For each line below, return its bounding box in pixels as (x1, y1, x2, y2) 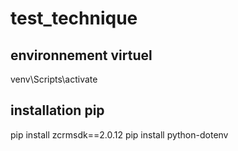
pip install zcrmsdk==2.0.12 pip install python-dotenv (10, 128, 229, 141)
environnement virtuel (10, 47, 153, 64)
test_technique (10, 7, 138, 30)
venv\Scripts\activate (10, 73, 98, 85)
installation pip (10, 102, 105, 119)
